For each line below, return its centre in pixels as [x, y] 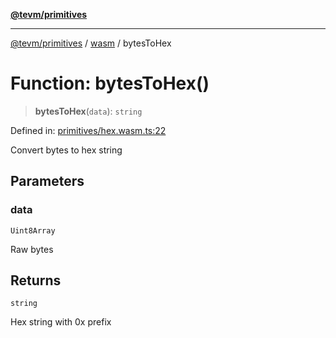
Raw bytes [32, 249]
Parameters [47, 181]
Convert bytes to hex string [66, 150]
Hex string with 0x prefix [61, 322]
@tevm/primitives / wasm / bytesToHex [91, 43]
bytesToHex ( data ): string [88, 111]
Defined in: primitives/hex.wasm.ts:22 [88, 130]
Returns [36, 280]
